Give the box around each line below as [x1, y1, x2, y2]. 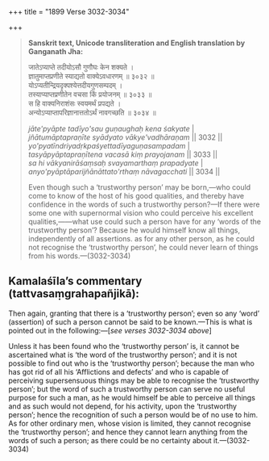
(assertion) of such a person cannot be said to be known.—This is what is [8, 316, 253, 326]
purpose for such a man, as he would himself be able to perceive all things [8, 392, 256, 402]
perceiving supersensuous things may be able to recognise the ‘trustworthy [8, 375, 259, 385]
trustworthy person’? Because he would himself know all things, [27, 225, 241, 235]
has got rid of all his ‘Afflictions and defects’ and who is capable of [8, 367, 230, 376]
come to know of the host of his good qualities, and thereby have [27, 191, 244, 200]
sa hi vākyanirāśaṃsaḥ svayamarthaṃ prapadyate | [27, 158, 204, 168]
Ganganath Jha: [27, 47, 83, 56]
